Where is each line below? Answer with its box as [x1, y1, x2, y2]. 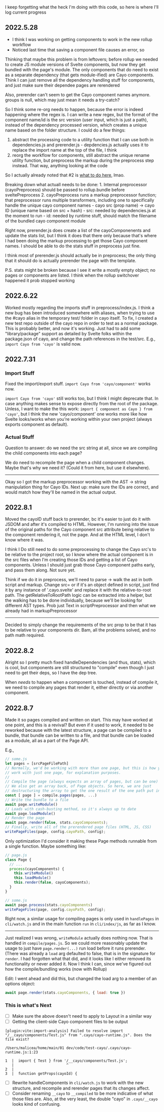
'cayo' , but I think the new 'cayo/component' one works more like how [5, 411, 147, 417]
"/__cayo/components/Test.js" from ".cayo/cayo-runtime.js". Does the [5, 1032, 152, 1038]
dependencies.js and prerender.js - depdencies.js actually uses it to [12, 142, 149, 148]
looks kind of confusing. [12, 1101, 61, 1107]
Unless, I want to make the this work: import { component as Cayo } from [5, 406, 153, 412]
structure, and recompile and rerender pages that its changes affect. [12, 1085, 150, 1091]
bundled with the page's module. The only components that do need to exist [5, 66, 159, 72]
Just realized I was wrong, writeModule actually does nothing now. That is [5, 935, 153, 941]
